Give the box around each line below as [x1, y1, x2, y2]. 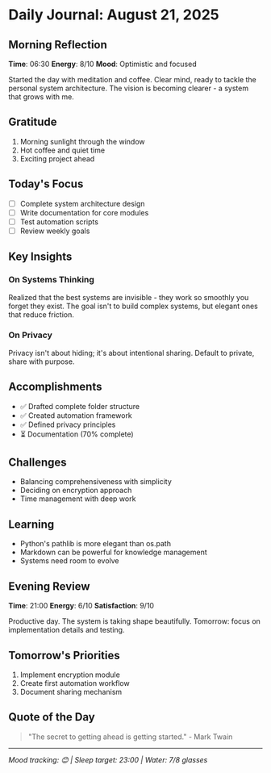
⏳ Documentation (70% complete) [19, 429, 135, 439]
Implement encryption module [19, 670, 121, 679]
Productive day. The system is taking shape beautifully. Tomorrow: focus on [8, 616, 261, 626]
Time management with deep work [19, 494, 136, 503]
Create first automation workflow [19, 678, 131, 687]
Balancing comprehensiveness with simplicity [19, 477, 172, 487]
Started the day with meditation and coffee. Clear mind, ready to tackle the [8, 75, 256, 84]
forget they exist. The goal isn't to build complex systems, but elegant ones [8, 301, 258, 311]
